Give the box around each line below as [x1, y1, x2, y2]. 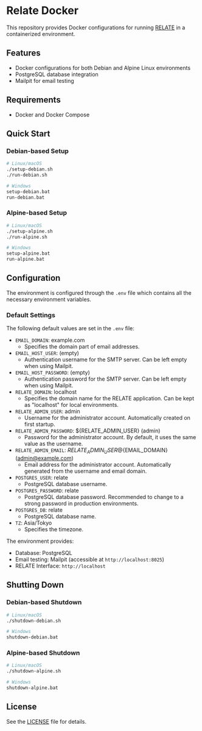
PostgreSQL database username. [24, 480, 108, 487]
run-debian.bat [6, 194, 45, 200]
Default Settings [6, 311, 56, 319]
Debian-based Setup [6, 147, 69, 155]
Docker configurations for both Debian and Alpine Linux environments [15, 64, 190, 71]
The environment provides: [6, 537, 74, 545]
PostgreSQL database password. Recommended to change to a [24, 493, 184, 500]
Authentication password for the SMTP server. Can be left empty [24, 375, 187, 383]
